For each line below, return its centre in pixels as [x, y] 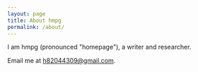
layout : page [27, 14]
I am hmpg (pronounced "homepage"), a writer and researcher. [99, 47]
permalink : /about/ [36, 27]
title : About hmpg [34, 20]
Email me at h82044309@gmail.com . [62, 61]
